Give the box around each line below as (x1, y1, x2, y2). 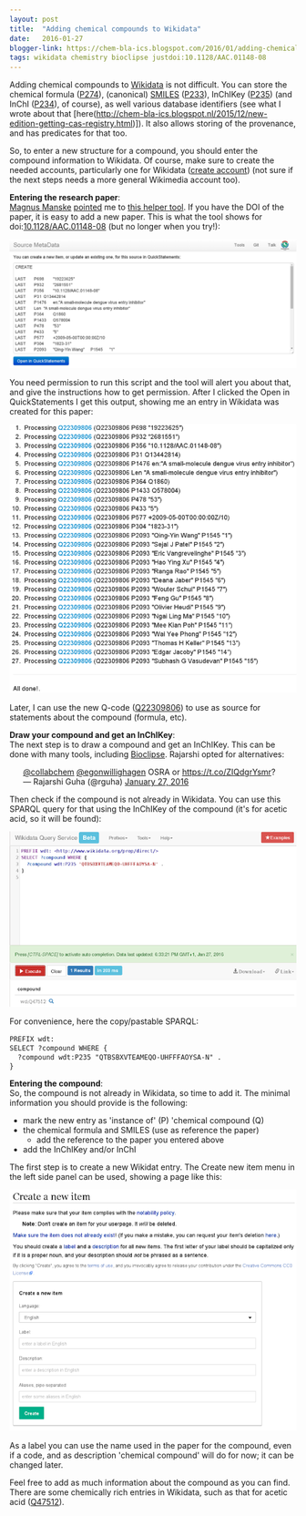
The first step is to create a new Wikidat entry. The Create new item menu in (9, 1162, 295, 1173)
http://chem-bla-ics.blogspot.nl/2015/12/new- (96, 108, 268, 119)
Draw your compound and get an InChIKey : (9, 730, 176, 741)
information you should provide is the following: (9, 1097, 189, 1108)
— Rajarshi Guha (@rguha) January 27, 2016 (22, 776, 189, 787)
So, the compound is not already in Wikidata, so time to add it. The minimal (9, 1087, 291, 1098)
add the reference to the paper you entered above (36, 1134, 225, 1145)
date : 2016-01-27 (9, 34, 84, 43)
